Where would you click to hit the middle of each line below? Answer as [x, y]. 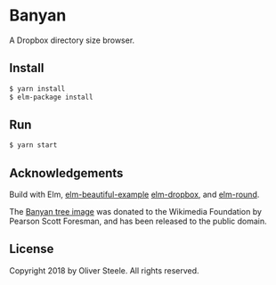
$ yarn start [33, 145]
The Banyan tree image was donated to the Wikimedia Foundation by [136, 212]
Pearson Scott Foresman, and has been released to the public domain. [138, 221]
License [32, 249]
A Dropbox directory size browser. [72, 40]
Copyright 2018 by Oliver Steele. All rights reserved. [104, 270]
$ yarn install [37, 89]
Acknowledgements [66, 173]
